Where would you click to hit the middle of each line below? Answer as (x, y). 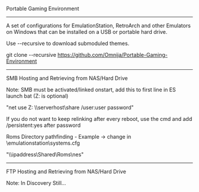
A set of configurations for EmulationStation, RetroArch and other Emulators (99, 25)
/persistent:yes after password (44, 125)
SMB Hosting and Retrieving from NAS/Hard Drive (67, 78)
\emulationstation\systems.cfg (43, 143)
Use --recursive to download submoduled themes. (68, 43)
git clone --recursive (31, 55)
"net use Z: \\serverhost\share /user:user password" (70, 107)
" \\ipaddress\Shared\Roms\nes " (45, 154)
